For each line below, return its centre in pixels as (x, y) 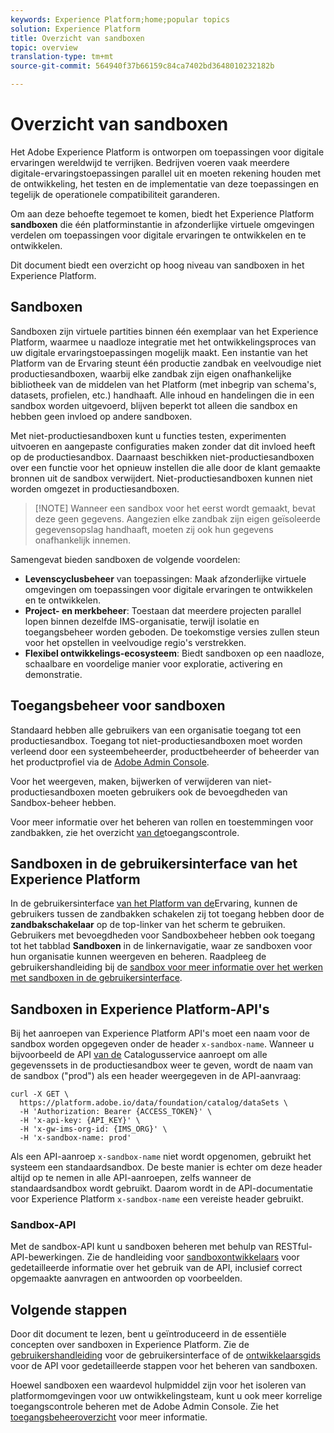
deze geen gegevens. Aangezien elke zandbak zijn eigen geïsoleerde (177, 518)
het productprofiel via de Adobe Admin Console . (110, 762)
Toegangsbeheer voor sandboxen (118, 706)
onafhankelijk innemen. (83, 540)
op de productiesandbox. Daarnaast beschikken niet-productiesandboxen (162, 457)
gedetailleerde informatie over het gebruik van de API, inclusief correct (156, 1268)
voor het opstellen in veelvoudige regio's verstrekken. (135, 642)
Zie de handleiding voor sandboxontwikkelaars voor (193, 1257)
